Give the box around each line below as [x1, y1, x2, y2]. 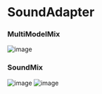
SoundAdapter [7, 4, 95, 20]
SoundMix [7, 62, 44, 72]
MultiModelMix [7, 29, 60, 39]
